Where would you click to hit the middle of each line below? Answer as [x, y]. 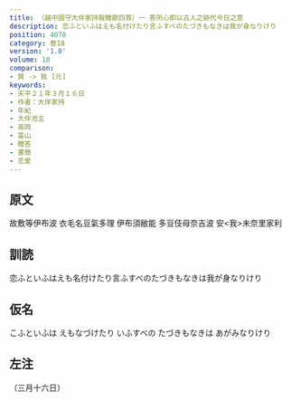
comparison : [32, 69]
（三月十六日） [37, 387]
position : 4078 [38, 34]
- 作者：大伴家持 [37, 102]
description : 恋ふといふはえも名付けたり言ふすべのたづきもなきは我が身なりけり [143, 26]
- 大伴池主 [27, 119]
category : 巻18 [37, 43]
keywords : [28, 85]
